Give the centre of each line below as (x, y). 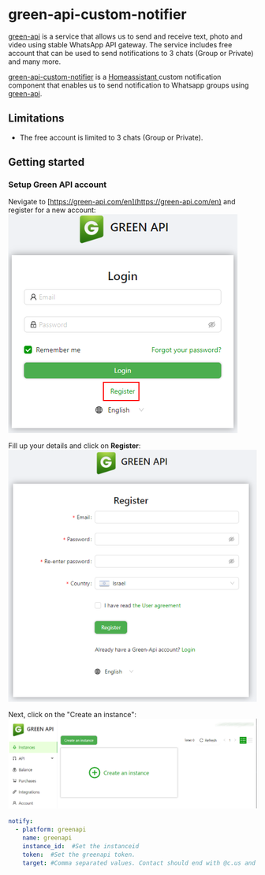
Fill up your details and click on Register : (75, 446)
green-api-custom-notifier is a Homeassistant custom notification (115, 77)
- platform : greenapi (51, 830)
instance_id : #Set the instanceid (81, 847)
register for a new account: (52, 210)
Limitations (36, 119)
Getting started (47, 162)
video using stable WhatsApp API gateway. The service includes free (120, 44)
